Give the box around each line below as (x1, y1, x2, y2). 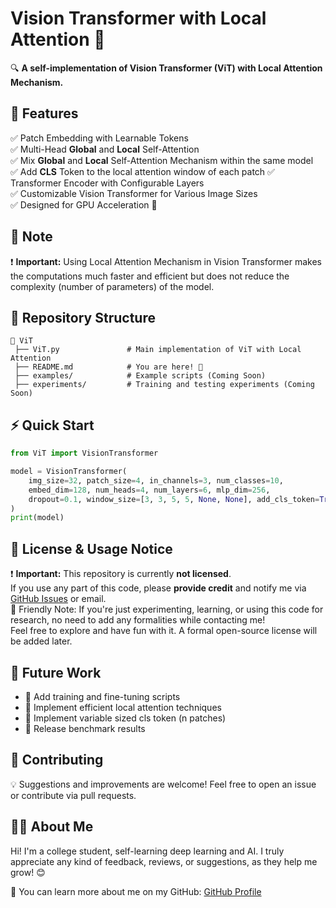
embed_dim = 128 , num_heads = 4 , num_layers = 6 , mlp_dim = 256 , (28, 485, 271, 495)
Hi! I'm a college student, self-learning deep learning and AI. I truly (10, 845, 285, 857)
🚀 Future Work (10, 664, 102, 681)
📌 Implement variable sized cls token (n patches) (24, 712, 227, 724)
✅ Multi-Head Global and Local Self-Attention (10, 143, 200, 155)
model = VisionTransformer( (10, 467, 128, 477)
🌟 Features (10, 105, 79, 122)
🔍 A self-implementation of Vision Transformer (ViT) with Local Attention (10, 62, 323, 74)
